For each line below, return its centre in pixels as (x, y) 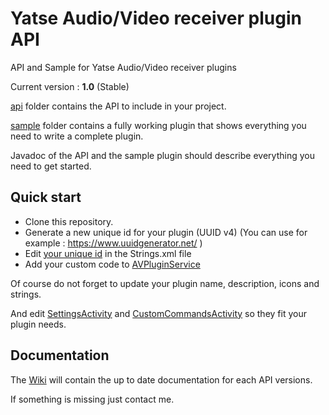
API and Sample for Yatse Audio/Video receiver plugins (123, 67)
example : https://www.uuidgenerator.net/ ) (113, 243)
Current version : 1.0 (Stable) (70, 86)
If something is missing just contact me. (92, 399)
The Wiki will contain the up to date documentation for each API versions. (161, 379)
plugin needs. (38, 324)
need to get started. (51, 166)
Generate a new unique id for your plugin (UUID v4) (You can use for (166, 232)
